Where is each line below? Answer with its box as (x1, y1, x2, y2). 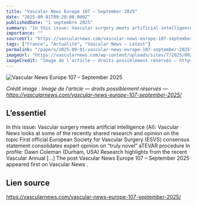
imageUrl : (6, 52, 30, 58)
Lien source (6, 178, 50, 188)
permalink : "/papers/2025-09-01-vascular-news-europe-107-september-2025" (6, 47, 193, 53)
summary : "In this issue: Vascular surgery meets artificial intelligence (6, 25, 193, 31)
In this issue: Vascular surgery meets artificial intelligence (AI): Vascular (6, 123, 179, 131)
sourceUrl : (6, 36, 33, 42)
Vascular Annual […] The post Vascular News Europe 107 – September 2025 (6, 154, 189, 162)
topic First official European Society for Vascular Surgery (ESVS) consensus (6, 136, 189, 143)
